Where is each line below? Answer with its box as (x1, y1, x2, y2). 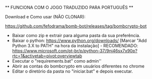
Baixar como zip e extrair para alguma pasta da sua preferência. (12, 33, 141, 38)
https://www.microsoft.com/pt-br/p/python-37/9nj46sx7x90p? (12, 48, 137, 53)
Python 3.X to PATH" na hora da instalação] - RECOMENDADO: (12, 43, 138, 48)
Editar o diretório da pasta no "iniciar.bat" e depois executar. (12, 68, 133, 74)
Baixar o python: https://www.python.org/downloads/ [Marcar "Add (12, 38, 147, 43)
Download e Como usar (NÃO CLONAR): (5, 14, 86, 19)
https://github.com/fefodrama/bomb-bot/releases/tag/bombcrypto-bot (5, 23, 147, 29)
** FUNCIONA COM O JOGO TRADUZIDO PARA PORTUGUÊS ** (5, 5, 134, 10)
